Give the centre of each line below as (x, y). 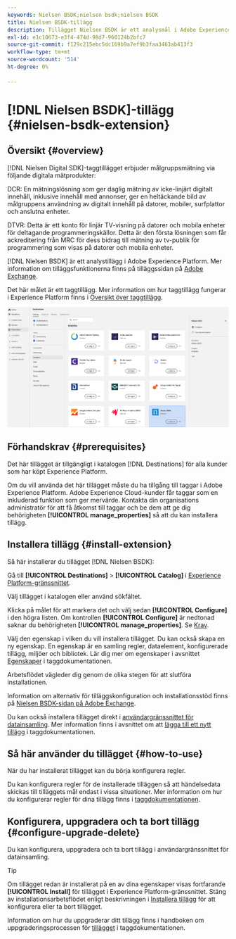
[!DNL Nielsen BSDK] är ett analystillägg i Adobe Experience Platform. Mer (115, 261)
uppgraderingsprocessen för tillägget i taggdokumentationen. (97, 928)
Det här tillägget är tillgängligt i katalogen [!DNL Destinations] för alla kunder (118, 464)
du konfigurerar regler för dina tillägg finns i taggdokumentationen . (104, 800)
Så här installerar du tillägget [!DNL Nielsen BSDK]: (81, 561)
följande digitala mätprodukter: (52, 175)
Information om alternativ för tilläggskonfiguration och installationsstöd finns (118, 695)
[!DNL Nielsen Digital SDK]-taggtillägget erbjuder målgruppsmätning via (111, 168)
